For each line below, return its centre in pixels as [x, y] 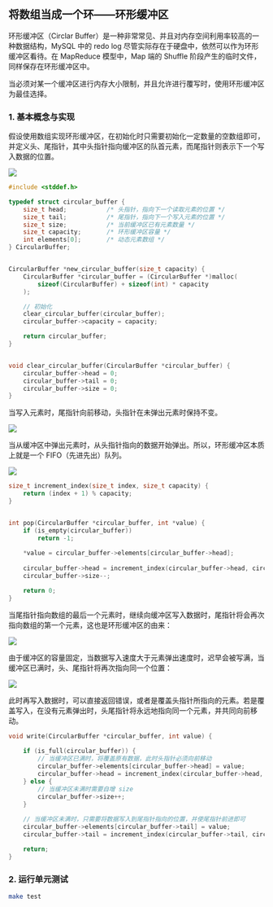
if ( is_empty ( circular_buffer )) [78, 530]
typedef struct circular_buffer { [67, 202]
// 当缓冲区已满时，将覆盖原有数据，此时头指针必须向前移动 [125, 759]
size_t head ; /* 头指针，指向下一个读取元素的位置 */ [124, 209]
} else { [38, 781]
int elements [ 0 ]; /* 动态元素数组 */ [94, 240]
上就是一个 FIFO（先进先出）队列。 [67, 455]
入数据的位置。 [33, 156]
